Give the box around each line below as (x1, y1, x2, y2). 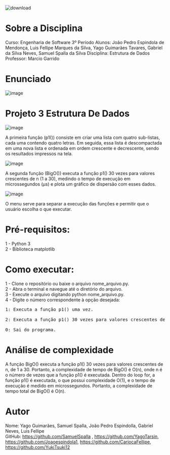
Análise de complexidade (5, 344, 114, 356)
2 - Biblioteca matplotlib (5, 246, 55, 252)
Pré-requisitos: (5, 224, 70, 235)
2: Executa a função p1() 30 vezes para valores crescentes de (5, 317, 165, 322)
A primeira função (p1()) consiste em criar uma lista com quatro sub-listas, (5, 134, 160, 141)
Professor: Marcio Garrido (5, 55, 60, 61)
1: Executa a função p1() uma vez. (5, 306, 94, 312)
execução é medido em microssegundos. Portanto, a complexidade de (5, 382, 153, 389)
